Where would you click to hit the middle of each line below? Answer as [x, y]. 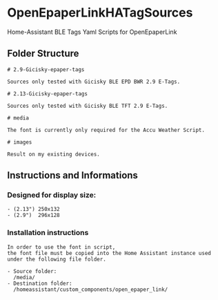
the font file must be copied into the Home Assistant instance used [109, 253]
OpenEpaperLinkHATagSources [100, 13]
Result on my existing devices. [53, 154]
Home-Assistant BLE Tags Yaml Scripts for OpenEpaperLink [92, 32]
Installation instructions [48, 233]
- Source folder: [32, 271]
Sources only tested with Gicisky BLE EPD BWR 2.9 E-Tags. [94, 82]
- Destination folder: [40, 283]
